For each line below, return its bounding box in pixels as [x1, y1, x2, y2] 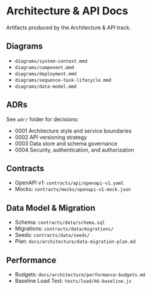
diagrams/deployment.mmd [14, 70, 77, 77]
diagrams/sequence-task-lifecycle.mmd [14, 77, 112, 83]
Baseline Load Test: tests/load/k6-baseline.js [14, 277, 132, 284]
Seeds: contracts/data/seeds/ [14, 232, 90, 239]
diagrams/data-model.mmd [14, 84, 77, 90]
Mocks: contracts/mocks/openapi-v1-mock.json [14, 186, 131, 193]
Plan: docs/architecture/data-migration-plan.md [14, 237, 136, 245]
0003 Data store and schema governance [14, 140, 118, 147]
